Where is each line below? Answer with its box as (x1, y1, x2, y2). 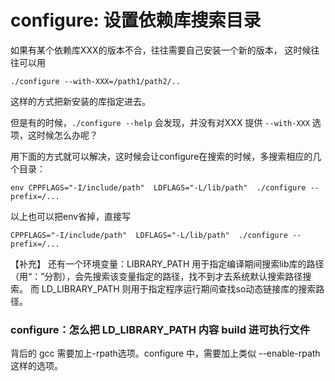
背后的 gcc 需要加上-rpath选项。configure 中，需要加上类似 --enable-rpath (10, 347, 321, 360)
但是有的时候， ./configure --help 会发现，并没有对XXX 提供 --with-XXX (10, 116, 310, 128)
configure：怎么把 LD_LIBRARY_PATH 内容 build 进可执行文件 (10, 322, 311, 336)
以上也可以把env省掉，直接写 (10, 210, 132, 222)
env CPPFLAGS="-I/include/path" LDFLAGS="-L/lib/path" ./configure (10, 182, 307, 193)
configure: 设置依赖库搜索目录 (10, 9, 262, 32)
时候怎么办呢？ (36, 129, 98, 141)
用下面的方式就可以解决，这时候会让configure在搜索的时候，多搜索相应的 (10, 150, 313, 162)
